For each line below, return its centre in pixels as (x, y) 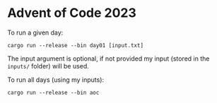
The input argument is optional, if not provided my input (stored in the (108, 59)
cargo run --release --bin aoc (53, 92)
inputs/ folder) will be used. (48, 66)
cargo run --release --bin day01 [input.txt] (75, 45)
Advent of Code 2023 (72, 13)
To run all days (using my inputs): (56, 80)
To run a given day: (35, 32)
